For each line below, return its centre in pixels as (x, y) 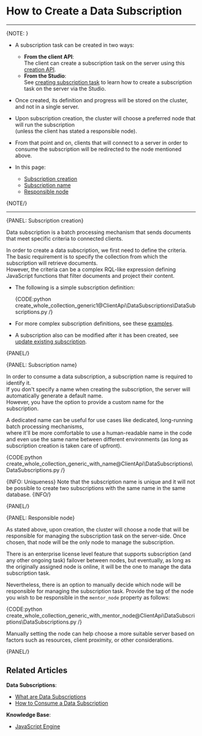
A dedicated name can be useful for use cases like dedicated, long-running (99, 420)
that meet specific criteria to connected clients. (65, 238)
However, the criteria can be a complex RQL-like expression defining (91, 269)
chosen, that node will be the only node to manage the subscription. (90, 542)
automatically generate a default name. (55, 396)
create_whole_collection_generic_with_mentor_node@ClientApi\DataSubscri (101, 615)
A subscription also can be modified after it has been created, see (96, 335)
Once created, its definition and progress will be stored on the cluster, (101, 100)
